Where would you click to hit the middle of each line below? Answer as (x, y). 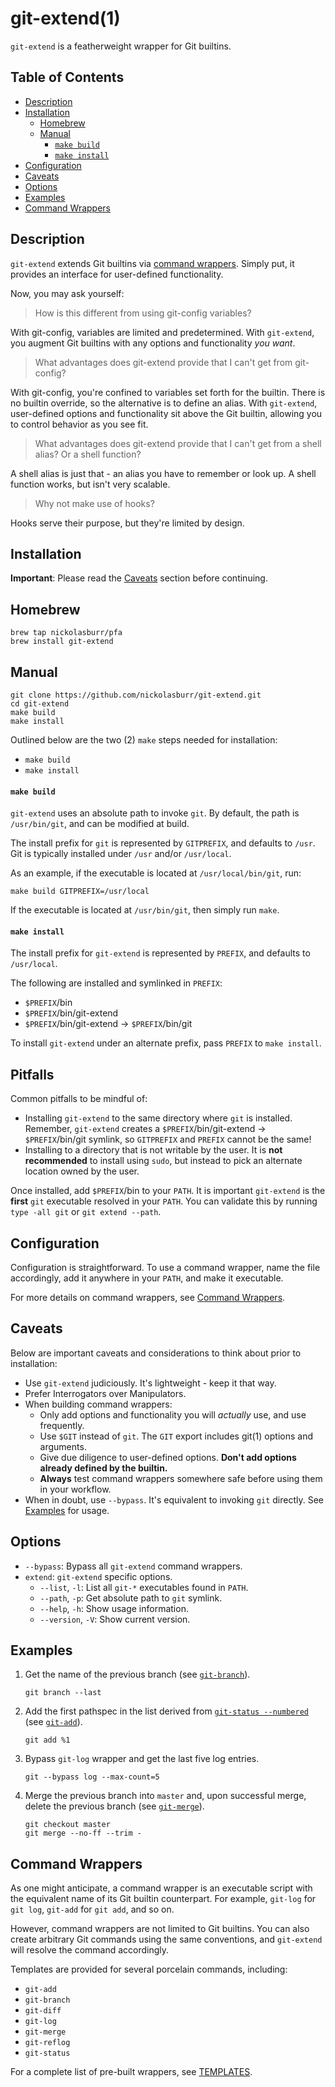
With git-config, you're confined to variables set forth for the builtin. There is (168, 392)
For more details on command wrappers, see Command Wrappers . (148, 1298)
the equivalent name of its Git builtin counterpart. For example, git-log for (163, 1899)
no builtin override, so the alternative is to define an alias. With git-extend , (164, 403)
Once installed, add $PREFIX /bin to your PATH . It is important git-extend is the (168, 1191)
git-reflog (47, 2043)
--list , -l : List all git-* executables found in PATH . (144, 1587)
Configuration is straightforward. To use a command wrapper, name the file (165, 1268)
